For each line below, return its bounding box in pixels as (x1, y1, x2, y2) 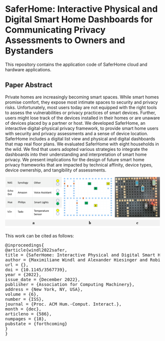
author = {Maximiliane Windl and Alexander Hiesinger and (5, 257, 148, 263)
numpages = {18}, (5, 316, 47, 322)
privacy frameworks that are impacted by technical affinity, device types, (5, 162, 153, 168)
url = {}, (5, 262, 28, 268)
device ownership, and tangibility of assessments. (5, 167, 107, 173)
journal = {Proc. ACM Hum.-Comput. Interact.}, (5, 301, 122, 307)
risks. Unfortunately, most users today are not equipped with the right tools (5, 104, 157, 110)
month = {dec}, (5, 306, 42, 312)
